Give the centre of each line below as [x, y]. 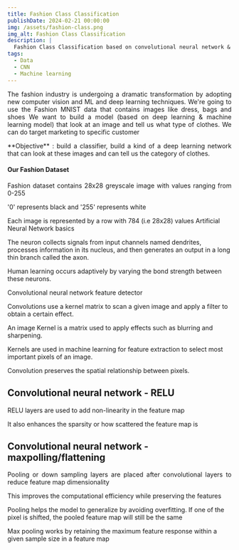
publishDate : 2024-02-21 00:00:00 [59, 21]
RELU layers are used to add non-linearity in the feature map [96, 410]
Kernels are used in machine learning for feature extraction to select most [115, 349]
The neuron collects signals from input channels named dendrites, [104, 242]
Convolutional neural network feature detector [75, 292]
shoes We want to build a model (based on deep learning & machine [119, 117]
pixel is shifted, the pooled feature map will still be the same [95, 517]
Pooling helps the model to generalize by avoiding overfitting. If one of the [116, 510]
